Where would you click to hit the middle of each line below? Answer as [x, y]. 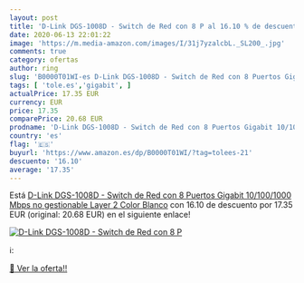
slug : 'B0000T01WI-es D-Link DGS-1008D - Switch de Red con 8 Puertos [145, 77]
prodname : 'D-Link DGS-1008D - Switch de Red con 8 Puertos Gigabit [141, 128]
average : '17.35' [42, 170]
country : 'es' [36, 136]
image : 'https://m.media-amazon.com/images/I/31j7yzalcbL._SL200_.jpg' [147, 43]
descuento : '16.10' [46, 161]
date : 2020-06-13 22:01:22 [60, 34]
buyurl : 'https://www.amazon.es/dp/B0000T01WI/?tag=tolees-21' [131, 152]
